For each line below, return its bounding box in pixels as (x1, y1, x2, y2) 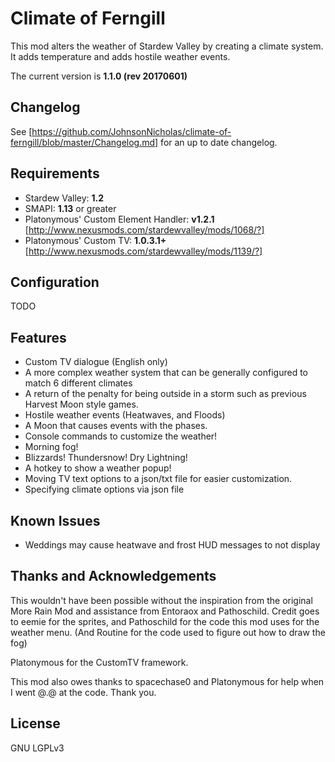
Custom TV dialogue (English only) (24, 356, 168, 368)
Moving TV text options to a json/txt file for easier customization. (24, 473, 293, 485)
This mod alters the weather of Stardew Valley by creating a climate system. (10, 40, 324, 52)
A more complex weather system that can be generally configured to (24, 367, 309, 379)
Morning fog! (24, 441, 79, 453)
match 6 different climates (24, 377, 133, 389)
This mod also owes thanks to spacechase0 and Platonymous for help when (10, 675, 325, 687)
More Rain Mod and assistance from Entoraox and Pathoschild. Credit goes (10, 605, 320, 617)
